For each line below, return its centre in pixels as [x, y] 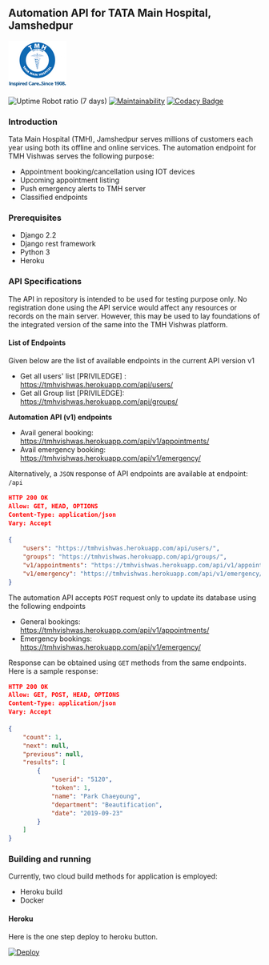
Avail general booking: [56, 432]
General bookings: [50, 621]
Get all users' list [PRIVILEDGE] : [73, 376]
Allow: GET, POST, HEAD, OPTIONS [64, 695]
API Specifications [45, 282]
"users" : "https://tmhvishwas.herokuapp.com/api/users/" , [121, 549]
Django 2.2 [38, 235]
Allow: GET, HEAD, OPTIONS [53, 506]
